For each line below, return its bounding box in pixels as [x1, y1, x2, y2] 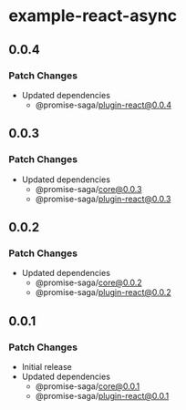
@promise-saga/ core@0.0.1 [35, 380, 140, 392]
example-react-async [8, 5, 178, 26]
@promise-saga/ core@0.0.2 [35, 277, 142, 288]
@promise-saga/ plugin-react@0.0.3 [35, 193, 171, 204]
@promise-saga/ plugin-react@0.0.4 [35, 99, 172, 110]
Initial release [21, 361, 72, 372]
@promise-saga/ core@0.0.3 [35, 183, 142, 194]
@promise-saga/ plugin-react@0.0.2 [35, 287, 171, 298]
